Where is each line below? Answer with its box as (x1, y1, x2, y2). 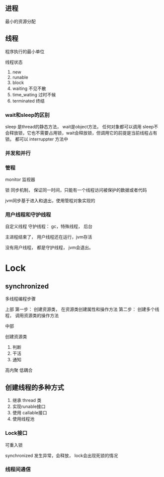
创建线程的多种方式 (5, 383, 64, 392)
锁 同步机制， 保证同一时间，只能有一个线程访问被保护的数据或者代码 (5, 187, 147, 193)
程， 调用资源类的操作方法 (5, 313, 59, 318)
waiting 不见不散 (12, 85, 46, 91)
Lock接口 (5, 430, 28, 437)
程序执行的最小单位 (5, 48, 45, 54)
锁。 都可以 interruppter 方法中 (5, 136, 69, 142)
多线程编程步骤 (5, 296, 36, 302)
